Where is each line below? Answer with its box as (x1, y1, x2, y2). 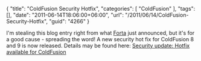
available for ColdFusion (6, 48, 66, 56)
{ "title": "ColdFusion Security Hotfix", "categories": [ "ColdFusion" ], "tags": (6, 5, 196, 12)
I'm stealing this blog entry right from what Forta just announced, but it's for (6, 29, 195, 36)
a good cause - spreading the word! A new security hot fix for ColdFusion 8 (6, 36, 194, 42)
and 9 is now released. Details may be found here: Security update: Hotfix (6, 42, 190, 49)
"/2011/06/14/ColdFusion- (124, 11, 189, 19)
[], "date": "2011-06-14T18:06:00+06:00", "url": (6, 11, 124, 19)
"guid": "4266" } (49, 18, 90, 25)
